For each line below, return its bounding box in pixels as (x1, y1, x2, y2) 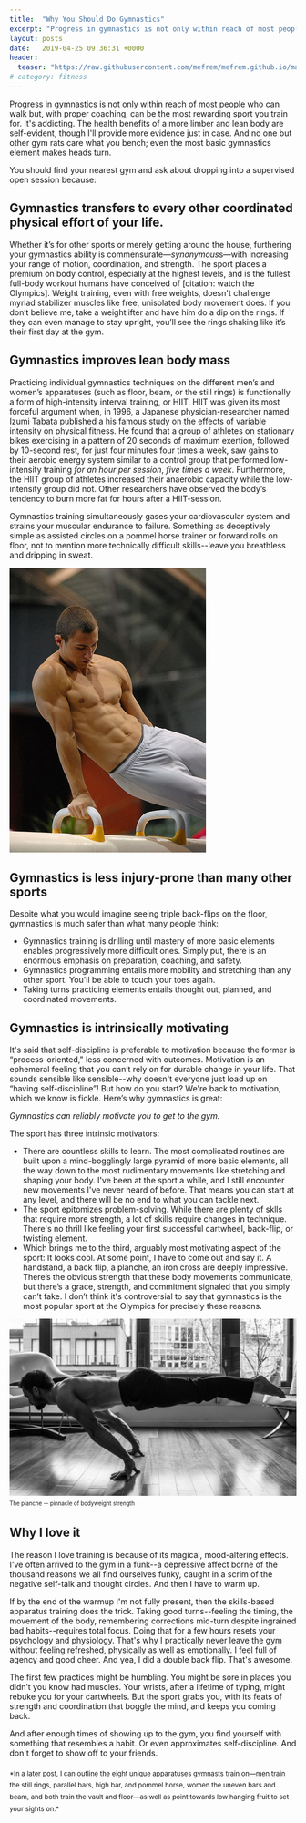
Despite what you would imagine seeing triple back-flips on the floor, (9, 908, 268, 919)
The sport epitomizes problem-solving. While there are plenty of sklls (22, 1203, 283, 1215)
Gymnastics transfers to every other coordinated (9, 200, 293, 216)
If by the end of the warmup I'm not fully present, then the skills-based (9, 1595, 275, 1607)
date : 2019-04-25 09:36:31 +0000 (9, 44, 145, 53)
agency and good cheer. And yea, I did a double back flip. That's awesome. (9, 1654, 293, 1664)
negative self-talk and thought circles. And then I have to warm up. (9, 1578, 260, 1589)
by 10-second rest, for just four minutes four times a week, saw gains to (9, 445, 279, 456)
